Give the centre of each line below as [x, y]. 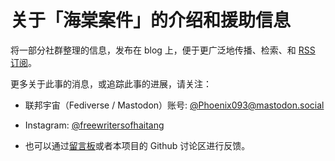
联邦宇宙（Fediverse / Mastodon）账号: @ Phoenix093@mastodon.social [174, 105]
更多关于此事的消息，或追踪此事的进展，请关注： [111, 83]
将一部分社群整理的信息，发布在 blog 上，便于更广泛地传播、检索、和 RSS [163, 50]
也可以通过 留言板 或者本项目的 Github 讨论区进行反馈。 [137, 145]
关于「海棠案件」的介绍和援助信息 [151, 20]
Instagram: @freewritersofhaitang [94, 125]
